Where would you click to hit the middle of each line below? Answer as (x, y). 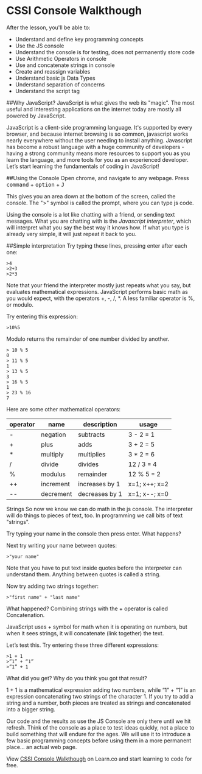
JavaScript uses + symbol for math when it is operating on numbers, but (97, 627)
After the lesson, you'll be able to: (48, 27)
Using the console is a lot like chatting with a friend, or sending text (91, 214)
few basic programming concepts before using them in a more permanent (99, 741)
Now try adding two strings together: (53, 586)
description (100, 424)
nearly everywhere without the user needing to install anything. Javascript (99, 140)
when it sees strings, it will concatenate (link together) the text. (85, 633)
